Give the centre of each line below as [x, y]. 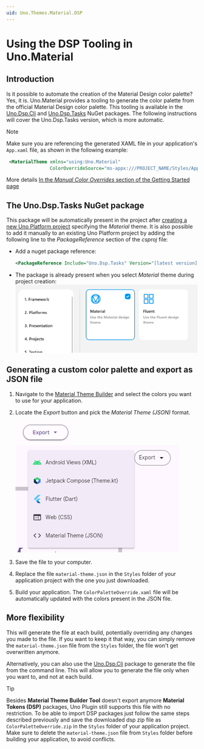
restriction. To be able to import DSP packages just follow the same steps [98, 713]
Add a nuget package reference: [56, 251]
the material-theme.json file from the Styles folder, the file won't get [92, 645]
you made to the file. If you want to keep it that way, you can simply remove [101, 639]
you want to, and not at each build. [49, 676]
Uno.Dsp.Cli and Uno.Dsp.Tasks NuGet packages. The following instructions [102, 113]
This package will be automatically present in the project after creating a [97, 220]
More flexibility [36, 618]
